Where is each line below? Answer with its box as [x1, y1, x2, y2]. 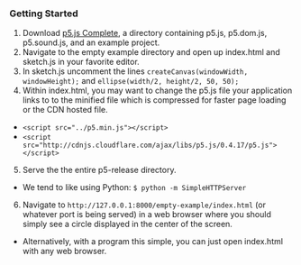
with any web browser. [22, 246, 107, 257]
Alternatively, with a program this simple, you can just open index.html [22, 236, 284, 247]
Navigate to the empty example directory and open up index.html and [22, 47, 281, 58]
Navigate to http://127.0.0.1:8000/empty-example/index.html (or [22, 199, 266, 210]
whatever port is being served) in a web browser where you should [22, 209, 272, 220]
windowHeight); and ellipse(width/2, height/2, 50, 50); [22, 76, 240, 87]
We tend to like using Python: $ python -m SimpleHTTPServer [22, 182, 247, 193]
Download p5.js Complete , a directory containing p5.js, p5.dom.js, [22, 28, 268, 39]
